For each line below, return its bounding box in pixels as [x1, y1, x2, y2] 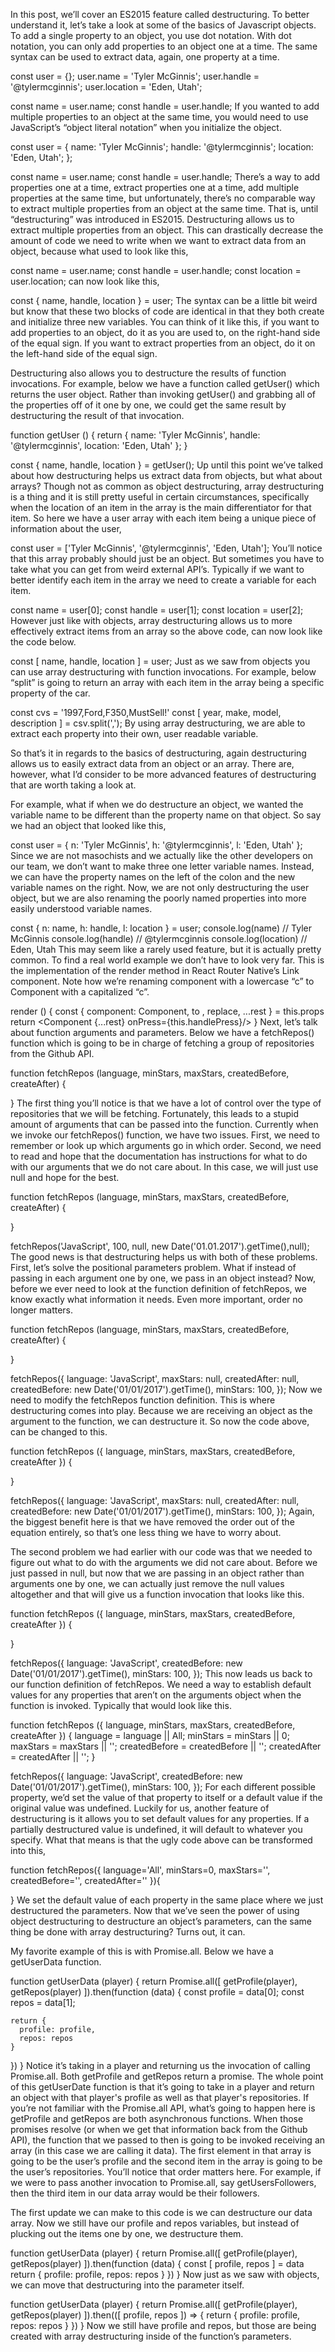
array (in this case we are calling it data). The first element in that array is [10, 2145, 312, 2156]
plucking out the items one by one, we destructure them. [10, 2228, 244, 2239]
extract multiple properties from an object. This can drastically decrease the [10, 224, 324, 236]
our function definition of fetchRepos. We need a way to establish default [10, 1679, 312, 1690]
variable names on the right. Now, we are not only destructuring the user [10, 882, 310, 893]
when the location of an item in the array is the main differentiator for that [10, 502, 312, 513]
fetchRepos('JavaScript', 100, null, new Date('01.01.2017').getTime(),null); [10, 1240, 310, 1252]
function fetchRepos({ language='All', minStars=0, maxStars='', [10, 1864, 271, 1876]
